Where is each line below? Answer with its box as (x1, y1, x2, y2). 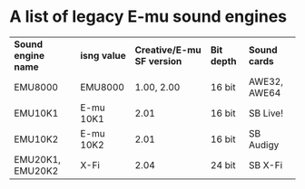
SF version (134, 54, 182, 67)
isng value (80, 49, 126, 61)
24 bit (210, 158, 236, 171)
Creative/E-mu (134, 43, 202, 56)
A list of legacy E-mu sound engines (9, 6, 288, 27)
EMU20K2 (14, 165, 59, 177)
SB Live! (248, 107, 284, 119)
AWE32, (248, 75, 284, 88)
